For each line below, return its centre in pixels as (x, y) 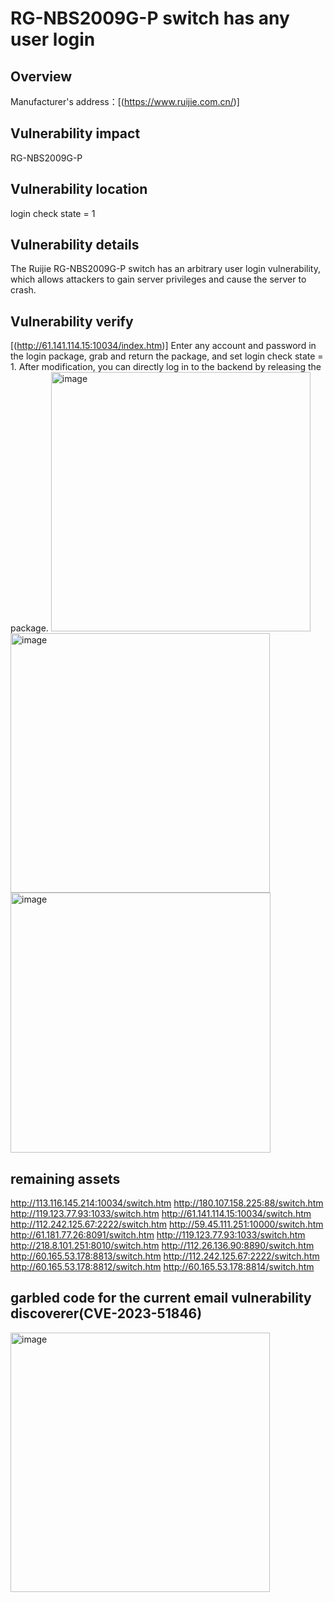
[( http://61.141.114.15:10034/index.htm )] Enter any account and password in (163, 346)
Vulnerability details (75, 245)
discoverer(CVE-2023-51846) (106, 1313)
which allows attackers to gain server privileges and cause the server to (158, 279)
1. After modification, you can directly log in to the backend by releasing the (166, 367)
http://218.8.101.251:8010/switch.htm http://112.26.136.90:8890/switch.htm (162, 1246)
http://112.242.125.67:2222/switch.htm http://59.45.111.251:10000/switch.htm (167, 1224)
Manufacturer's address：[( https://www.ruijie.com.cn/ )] (125, 101)
